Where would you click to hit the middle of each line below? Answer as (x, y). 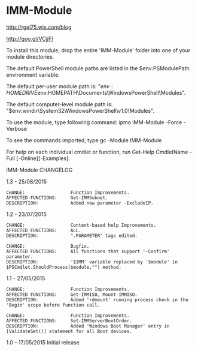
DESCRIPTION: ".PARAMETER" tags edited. (72, 235)
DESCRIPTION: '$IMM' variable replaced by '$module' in (92, 262)
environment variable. (33, 74)
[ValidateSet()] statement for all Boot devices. (69, 331)
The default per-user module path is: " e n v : (60, 86)
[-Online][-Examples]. (43, 158)
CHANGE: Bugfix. (48, 246)
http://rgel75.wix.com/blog (39, 27)
